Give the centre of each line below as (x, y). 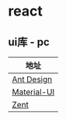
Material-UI (33, 92)
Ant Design (32, 79)
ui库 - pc (29, 42)
